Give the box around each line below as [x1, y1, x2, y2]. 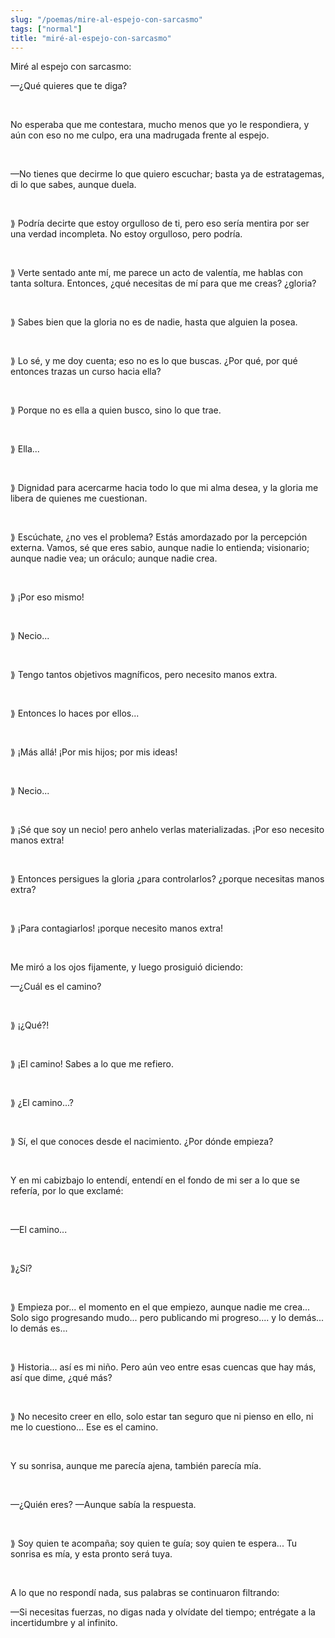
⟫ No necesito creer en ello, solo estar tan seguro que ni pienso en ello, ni [10, 1411, 314, 1423]
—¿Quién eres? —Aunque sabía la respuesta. [10, 1499, 197, 1511]
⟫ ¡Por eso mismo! [10, 591, 85, 603]
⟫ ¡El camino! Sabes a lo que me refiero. [10, 1058, 174, 1070]
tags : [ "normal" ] [10, 24, 83, 34]
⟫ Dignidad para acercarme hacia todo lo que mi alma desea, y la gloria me [10, 482, 319, 494]
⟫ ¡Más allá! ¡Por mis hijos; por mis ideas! [10, 746, 178, 758]
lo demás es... [10, 1322, 68, 1335]
